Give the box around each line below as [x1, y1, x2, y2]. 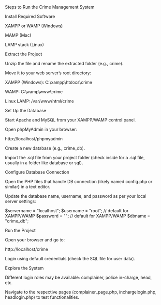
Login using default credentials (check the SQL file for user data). [5, 256, 135, 261]
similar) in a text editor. [5, 184, 51, 189]
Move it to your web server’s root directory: [5, 70, 91, 76]
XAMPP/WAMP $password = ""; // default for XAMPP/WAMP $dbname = [5, 213, 151, 219]
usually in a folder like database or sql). [5, 160, 83, 166]
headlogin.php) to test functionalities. [5, 294, 80, 300]
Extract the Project [5, 51, 43, 57]
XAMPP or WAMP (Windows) [5, 23, 63, 29]
